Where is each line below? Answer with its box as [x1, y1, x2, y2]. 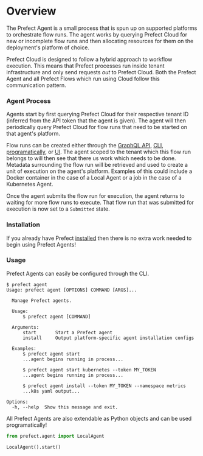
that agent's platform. [6, 130, 61, 138]
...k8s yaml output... [22, 388, 80, 394]
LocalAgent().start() [6, 444, 61, 450]
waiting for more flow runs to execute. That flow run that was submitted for [6, 199, 194, 206]
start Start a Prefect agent [22, 329, 113, 335]
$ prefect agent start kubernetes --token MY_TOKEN [22, 367, 156, 373]
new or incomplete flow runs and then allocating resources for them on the [6, 37, 194, 44]
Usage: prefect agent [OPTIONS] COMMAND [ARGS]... [6, 287, 137, 293]
